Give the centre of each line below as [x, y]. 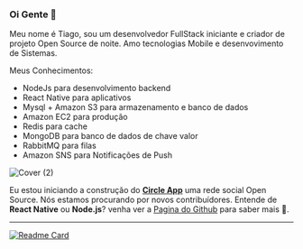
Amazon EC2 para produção [75, 117]
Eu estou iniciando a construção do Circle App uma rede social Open [138, 190]
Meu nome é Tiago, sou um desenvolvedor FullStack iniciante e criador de [147, 34]
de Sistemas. [33, 53]
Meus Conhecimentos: [51, 70]
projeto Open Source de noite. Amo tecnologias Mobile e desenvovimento [147, 43]
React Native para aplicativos [77, 97]
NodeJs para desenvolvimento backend [96, 88]
